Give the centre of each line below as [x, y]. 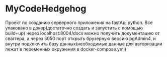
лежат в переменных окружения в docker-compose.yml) [66, 49]
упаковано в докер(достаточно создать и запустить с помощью [74, 27]
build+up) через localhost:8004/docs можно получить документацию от [82, 33]
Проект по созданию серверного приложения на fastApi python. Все [79, 22]
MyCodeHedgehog [46, 9]
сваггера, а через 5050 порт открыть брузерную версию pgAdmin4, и [80, 38]
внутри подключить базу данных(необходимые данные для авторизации [84, 43]
